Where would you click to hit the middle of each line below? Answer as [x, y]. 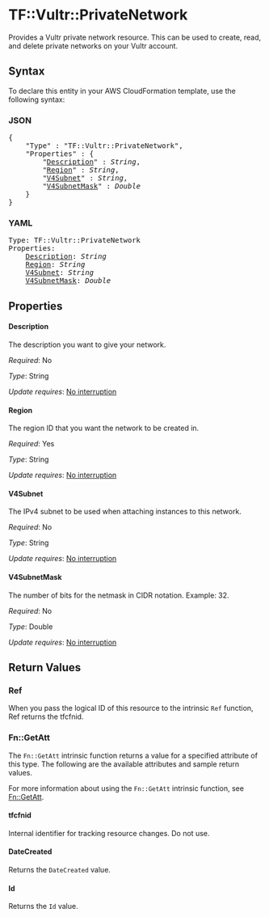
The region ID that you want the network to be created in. [104, 428]
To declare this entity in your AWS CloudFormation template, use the [122, 91]
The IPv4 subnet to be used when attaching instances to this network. [125, 512]
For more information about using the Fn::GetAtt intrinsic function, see [126, 788]
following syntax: [37, 99]
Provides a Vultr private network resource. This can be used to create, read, [135, 37]
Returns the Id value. [43, 906]
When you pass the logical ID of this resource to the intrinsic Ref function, [131, 708]
